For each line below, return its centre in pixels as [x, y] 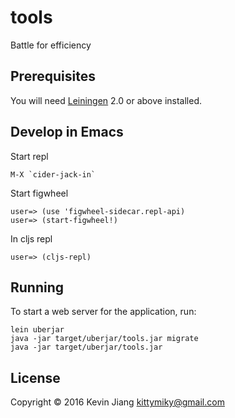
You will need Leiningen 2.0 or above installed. [106, 100]
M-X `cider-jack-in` [53, 174]
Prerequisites [53, 76]
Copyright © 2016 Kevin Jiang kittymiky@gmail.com [117, 402]
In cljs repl [31, 238]
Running [37, 287]
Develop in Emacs [67, 132]
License [35, 377]
